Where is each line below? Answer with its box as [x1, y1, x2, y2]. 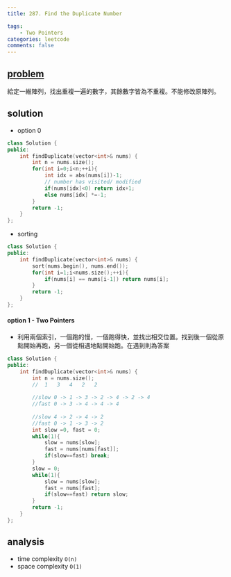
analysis [7, 536, 45, 548]
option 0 [17, 126, 42, 134]
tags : [7, 22, 23, 30]
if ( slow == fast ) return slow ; [44, 491, 129, 498]
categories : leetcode [7, 35, 70, 42]
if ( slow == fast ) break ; [44, 453, 110, 460]
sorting [17, 230, 38, 238]
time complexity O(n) [17, 554, 78, 563]
